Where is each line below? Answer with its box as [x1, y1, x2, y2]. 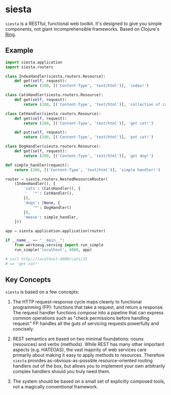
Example [5, 46, 34, 55]
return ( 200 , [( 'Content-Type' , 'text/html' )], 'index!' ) [23, 83, 149, 88]
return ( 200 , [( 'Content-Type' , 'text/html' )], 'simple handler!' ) [14, 167, 160, 172]
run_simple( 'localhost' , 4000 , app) [14, 247, 93, 252]
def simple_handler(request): [5, 162, 70, 168]
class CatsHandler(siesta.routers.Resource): [5, 92, 103, 98]
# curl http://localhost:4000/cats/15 [5, 257, 88, 262]
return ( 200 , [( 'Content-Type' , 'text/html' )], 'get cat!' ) [23, 121, 154, 126]
